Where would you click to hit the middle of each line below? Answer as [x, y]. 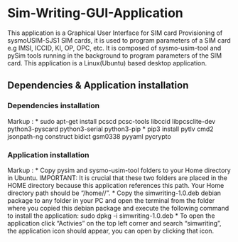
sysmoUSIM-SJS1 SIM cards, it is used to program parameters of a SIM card [119, 40]
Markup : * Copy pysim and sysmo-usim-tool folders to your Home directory [119, 170]
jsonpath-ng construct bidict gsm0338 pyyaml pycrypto [90, 136]
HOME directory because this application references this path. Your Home [116, 185]
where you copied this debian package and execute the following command [118, 208]
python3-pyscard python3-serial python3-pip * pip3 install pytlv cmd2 [111, 129]
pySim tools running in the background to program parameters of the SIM [115, 56]
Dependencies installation [54, 106]
